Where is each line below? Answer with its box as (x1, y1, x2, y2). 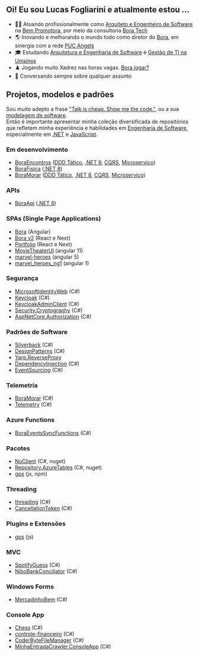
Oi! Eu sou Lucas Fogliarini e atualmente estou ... (6, 5, 190, 15)
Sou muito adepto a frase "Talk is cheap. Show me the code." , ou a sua (6, 105, 179, 112)
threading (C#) (14, 498, 51, 506)
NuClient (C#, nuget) (14, 458, 66, 464)
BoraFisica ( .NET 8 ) (14, 165, 63, 172)
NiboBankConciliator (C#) (14, 568, 78, 575)
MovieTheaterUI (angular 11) (14, 247, 84, 254)
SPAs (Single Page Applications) (6, 215, 101, 223)
